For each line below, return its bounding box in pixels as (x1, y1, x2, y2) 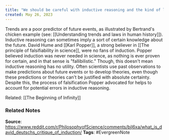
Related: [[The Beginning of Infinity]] (5, 94, 81, 101)
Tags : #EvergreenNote (82, 129, 130, 135)
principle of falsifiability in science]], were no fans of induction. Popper (5, 47, 152, 53)
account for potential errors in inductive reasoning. (5, 85, 111, 91)
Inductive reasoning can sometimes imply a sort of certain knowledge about (5, 36, 163, 43)
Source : (5, 118, 22, 124)
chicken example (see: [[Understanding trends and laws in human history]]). (5, 31, 163, 37)
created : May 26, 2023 (5, 12, 53, 17)
